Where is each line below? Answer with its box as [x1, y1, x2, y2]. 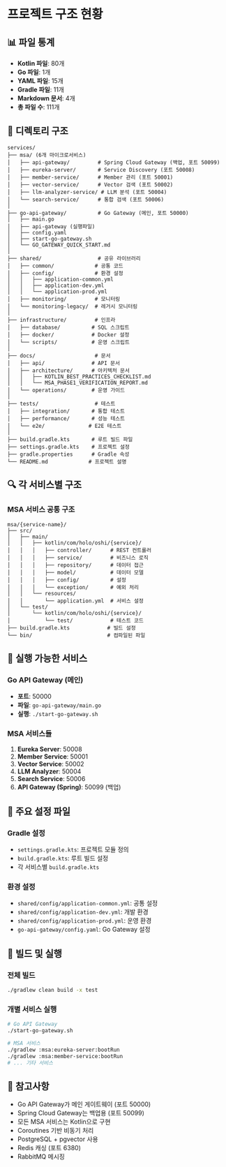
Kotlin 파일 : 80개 [17, 59, 65, 67]
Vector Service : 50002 [17, 760, 85, 768]
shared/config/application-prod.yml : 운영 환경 [17, 916, 152, 925]
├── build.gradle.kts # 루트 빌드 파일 [7, 436, 133, 443]
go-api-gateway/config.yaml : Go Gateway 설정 [17, 926, 151, 934]
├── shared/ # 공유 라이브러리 [7, 255, 141, 262]
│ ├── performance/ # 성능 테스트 [7, 415, 126, 422]
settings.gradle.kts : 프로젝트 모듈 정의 [17, 845, 129, 854]
